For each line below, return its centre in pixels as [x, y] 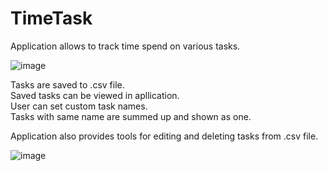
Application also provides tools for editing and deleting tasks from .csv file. [164, 136]
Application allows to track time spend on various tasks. [125, 46]
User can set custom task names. [79, 106]
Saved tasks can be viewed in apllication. [95, 95]
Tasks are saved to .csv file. [67, 84]
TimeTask [51, 18]
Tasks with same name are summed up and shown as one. [131, 116]
